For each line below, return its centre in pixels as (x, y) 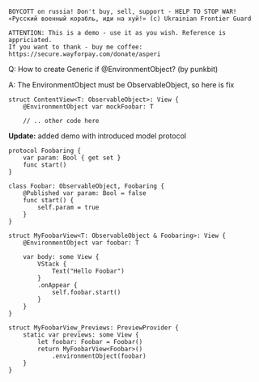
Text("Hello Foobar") (88, 271)
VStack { (52, 264)
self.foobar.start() (86, 292)
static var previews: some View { (81, 335)
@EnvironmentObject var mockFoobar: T (88, 107)
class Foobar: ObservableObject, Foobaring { (86, 186)
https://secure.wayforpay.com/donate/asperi (85, 54)
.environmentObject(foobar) (99, 356)
